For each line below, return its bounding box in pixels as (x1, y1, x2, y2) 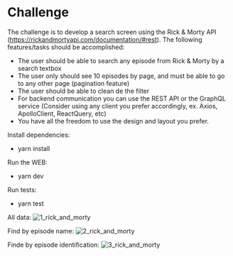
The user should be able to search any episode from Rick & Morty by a (17, 56, 224, 65)
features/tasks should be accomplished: (7, 43, 125, 51)
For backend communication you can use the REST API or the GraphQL (17, 94, 226, 103)
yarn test (17, 199, 44, 208)
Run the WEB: (7, 157, 48, 167)
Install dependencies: (7, 130, 70, 139)
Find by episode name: (7, 226, 75, 235)
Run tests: (7, 185, 37, 194)
